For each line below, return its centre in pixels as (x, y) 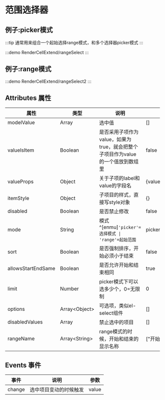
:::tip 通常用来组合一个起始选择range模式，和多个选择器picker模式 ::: (74, 43)
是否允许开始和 (116, 265)
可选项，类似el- (118, 305)
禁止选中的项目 (116, 322)
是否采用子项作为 (119, 132)
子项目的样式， (116, 195)
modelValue (21, 122)
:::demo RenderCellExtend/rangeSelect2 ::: (48, 81)
